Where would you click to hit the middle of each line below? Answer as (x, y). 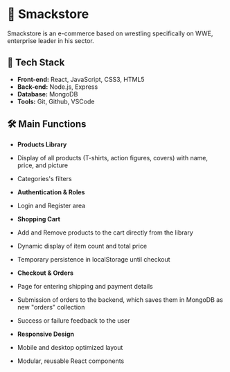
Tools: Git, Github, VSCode (56, 101)
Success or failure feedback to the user (73, 320)
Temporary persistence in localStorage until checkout (94, 259)
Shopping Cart (39, 219)
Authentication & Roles (51, 192)
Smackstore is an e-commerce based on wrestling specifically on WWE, (110, 33)
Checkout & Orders (45, 273)
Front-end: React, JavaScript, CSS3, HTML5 (81, 79)
